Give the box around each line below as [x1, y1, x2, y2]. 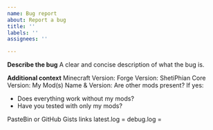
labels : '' [7, 29, 39, 36]
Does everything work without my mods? [17, 94, 135, 103]
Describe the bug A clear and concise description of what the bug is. [7, 61, 205, 69]
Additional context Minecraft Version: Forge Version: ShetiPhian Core [7, 74, 206, 83]
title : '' [7, 23, 36, 30]
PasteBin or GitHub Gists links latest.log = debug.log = [7, 115, 162, 124]
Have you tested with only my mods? [17, 102, 123, 110]
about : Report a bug [7, 17, 67, 23]
